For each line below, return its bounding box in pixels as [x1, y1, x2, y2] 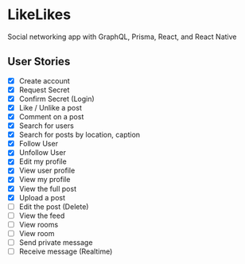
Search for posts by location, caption [18, 130, 141, 140]
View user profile [18, 165, 76, 176]
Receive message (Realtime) [18, 247, 113, 256]
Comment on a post [18, 112, 84, 121]
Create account [18, 76, 71, 85]
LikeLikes [7, 6, 72, 24]
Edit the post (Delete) [18, 201, 89, 212]
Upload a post [18, 192, 65, 202]
